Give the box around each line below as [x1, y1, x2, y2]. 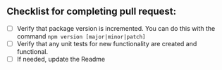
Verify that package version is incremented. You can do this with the [16, 24, 216, 32]
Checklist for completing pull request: [6, 6, 177, 17]
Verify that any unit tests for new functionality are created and [16, 39, 197, 48]
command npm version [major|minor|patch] [16, 31, 146, 41]
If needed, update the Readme [16, 55, 106, 63]
